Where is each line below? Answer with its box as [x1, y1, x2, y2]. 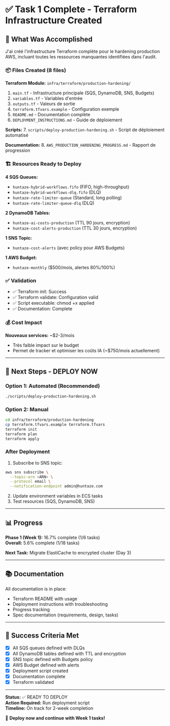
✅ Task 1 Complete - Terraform [5, 4, 137, 15]
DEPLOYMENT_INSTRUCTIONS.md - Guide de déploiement [12, 117, 122, 123]
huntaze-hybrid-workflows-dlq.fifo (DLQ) [12, 189, 101, 195]
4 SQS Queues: [5, 174, 38, 180]
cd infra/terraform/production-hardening [5, 417, 94, 422]
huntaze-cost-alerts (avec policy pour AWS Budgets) [12, 245, 125, 251]
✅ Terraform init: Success [12, 288, 67, 294]
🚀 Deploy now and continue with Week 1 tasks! [5, 715, 105, 721]
